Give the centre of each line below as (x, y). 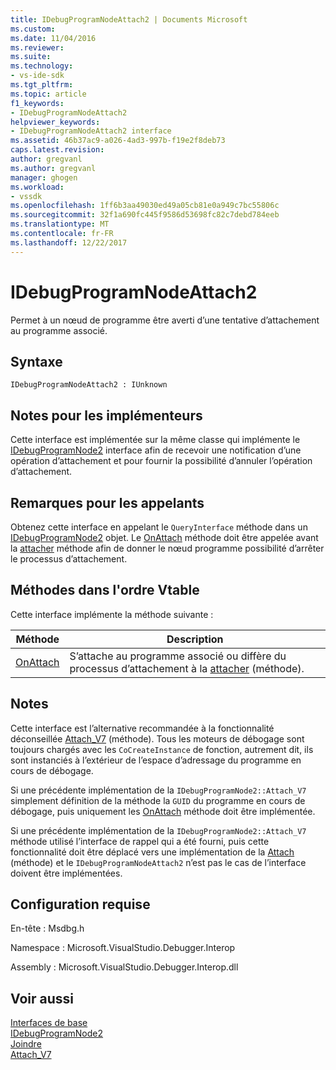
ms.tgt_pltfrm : (42, 85)
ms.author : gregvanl (53, 168)
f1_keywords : (37, 103)
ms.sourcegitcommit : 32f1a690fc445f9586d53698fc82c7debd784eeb (145, 215)
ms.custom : (33, 29)
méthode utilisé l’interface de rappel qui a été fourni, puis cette (140, 841)
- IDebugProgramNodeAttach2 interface (91, 131)
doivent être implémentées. (66, 873)
